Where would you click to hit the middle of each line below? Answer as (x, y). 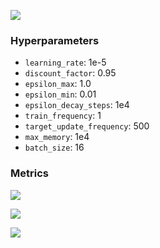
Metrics (29, 173)
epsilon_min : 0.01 (60, 94)
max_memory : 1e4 (57, 137)
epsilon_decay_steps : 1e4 (77, 105)
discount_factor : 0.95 (70, 73)
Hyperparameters (55, 40)
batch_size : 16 (54, 147)
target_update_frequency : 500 (87, 126)
